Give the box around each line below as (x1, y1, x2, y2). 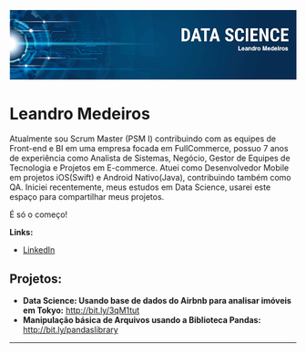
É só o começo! (9, 209, 68, 220)
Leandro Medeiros (9, 103, 150, 124)
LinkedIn (22, 244, 56, 255)
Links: (9, 227, 34, 238)
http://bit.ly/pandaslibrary (22, 325, 118, 336)
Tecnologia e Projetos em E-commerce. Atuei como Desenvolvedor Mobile (9, 162, 290, 173)
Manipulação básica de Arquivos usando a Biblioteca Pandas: (22, 315, 261, 326)
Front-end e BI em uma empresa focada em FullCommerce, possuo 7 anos (9, 143, 289, 154)
